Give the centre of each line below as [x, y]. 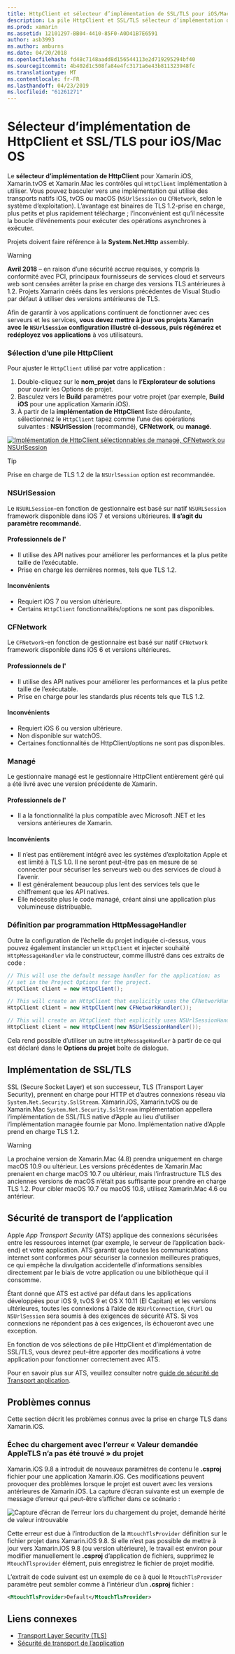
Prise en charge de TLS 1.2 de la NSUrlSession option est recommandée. [111, 475]
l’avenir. [28, 877]
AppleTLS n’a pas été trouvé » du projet [76, 1453]
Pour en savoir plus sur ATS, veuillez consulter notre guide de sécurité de [113, 1373]
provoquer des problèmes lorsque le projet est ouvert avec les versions [110, 1483]
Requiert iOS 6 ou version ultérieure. [70, 728]
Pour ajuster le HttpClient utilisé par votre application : [86, 368]
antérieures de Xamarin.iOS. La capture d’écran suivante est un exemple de [116, 1491]
